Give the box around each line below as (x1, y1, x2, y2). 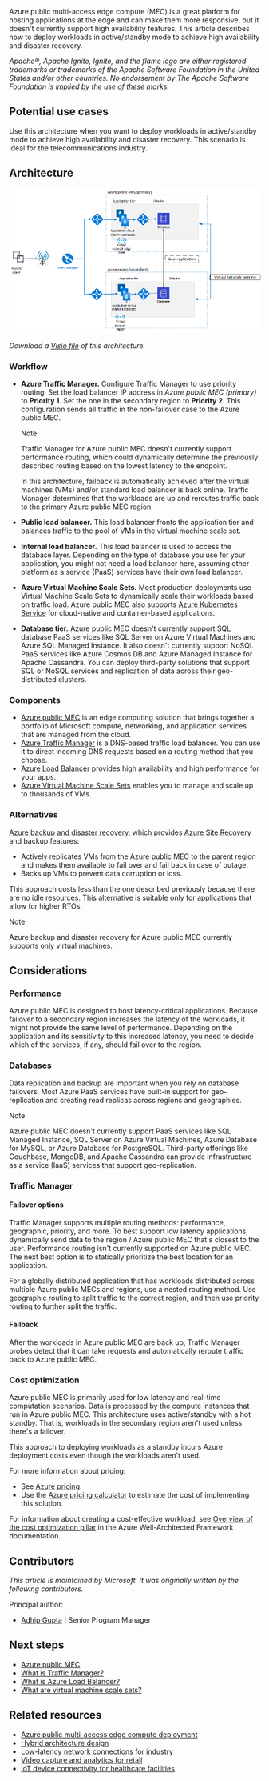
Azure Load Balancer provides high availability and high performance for (20, 764, 260, 773)
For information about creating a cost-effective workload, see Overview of (9, 1514, 254, 1524)
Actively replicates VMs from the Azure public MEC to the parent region (20, 852, 256, 861)
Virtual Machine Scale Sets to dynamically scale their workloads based (20, 592, 254, 600)
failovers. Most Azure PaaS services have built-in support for (9, 1086, 210, 1096)
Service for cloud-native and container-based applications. (20, 608, 216, 617)
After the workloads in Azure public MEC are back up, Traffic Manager (9, 1337, 240, 1347)
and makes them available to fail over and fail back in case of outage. (20, 860, 249, 869)
